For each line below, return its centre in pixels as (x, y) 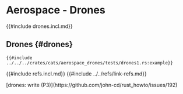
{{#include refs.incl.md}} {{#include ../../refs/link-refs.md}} (76, 74)
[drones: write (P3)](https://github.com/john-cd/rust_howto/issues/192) (92, 85)
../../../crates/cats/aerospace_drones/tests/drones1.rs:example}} (90, 63)
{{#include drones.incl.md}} (39, 26)
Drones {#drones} (40, 44)
